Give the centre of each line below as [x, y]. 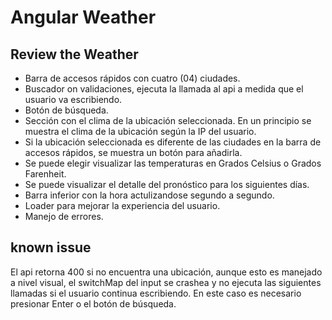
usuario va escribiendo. [73, 99]
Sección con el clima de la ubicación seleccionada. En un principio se [168, 120]
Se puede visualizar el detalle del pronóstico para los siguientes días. [167, 184]
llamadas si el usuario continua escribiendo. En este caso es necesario [156, 293]
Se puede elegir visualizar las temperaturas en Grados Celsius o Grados [173, 163]
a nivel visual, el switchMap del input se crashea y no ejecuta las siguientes [166, 282]
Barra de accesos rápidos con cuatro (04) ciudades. [132, 78]
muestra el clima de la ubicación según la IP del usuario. [140, 131]
